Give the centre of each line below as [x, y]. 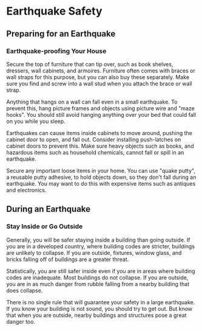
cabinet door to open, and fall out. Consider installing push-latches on [94, 139]
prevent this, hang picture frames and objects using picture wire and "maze [101, 108]
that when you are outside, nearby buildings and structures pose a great [96, 315]
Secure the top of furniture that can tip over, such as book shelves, [90, 64]
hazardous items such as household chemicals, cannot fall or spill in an [95, 152]
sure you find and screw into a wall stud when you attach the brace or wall [99, 83]
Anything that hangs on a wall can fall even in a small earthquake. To [92, 102]
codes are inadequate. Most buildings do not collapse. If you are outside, [97, 277]
